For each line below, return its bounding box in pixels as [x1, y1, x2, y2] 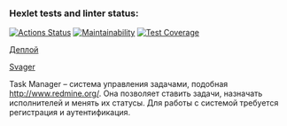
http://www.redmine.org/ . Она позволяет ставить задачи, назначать [9, 88, 263, 99]
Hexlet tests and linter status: [9, 7, 139, 20]
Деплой [9, 44, 39, 55]
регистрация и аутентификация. [9, 107, 131, 118]
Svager [9, 61, 35, 73]
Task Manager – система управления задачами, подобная [9, 79, 229, 90]
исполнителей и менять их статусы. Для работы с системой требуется [9, 98, 279, 108]
